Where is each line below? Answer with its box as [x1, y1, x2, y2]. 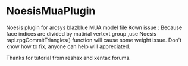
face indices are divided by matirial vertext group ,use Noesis [6, 30, 156, 37]
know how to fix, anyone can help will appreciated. [6, 43, 131, 50]
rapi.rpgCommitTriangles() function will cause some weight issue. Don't [6, 36, 182, 43]
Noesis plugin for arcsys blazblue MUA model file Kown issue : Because [6, 24, 183, 31]
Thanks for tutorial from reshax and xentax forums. [6, 54, 131, 61]
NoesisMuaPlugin [6, 4, 96, 18]
